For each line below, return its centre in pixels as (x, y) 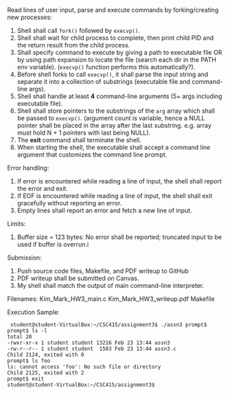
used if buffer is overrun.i (53, 244)
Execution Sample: (34, 312)
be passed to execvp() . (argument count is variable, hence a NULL (111, 118)
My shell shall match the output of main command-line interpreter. (111, 285)
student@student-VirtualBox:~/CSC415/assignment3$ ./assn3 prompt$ (108, 325)
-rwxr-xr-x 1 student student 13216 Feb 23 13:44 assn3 (89, 343)
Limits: (16, 224)
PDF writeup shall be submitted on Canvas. (78, 278)
